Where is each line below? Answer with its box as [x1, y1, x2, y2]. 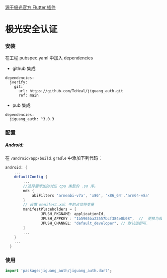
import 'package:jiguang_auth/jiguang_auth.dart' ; [5, 269, 112, 274]
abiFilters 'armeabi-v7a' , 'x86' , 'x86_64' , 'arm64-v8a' [31, 193, 150, 198]
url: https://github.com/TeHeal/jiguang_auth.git [18, 89, 123, 94]
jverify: [9, 80, 28, 85]
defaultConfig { [14, 174, 48, 180]
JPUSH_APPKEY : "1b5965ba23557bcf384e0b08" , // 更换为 [40, 216, 159, 221]
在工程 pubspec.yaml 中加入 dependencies [5, 55, 93, 61]
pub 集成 [12, 102, 31, 108]
